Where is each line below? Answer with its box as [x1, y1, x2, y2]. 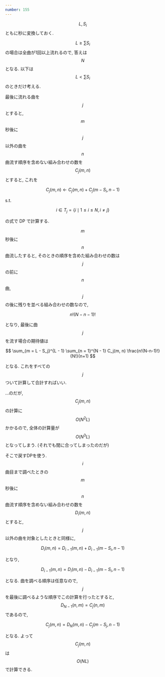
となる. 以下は [5, 66, 33, 72]
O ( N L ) [76, 658, 89, 664]
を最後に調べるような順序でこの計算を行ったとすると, [5, 594, 114, 600]
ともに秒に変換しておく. [5, 30, 54, 36]
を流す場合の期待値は [5, 338, 48, 344]
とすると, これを [5, 177, 38, 182]
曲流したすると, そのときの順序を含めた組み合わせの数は [5, 252, 120, 259]
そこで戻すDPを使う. [5, 452, 47, 459]
